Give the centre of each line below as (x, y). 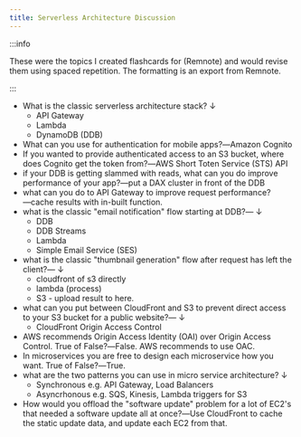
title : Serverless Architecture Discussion (93, 18)
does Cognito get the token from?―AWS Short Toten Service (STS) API (155, 163)
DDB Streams (61, 231)
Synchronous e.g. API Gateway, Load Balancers (125, 385)
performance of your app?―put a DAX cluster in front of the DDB (143, 183)
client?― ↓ (43, 269)
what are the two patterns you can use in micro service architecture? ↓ (155, 375)
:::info (20, 43)
